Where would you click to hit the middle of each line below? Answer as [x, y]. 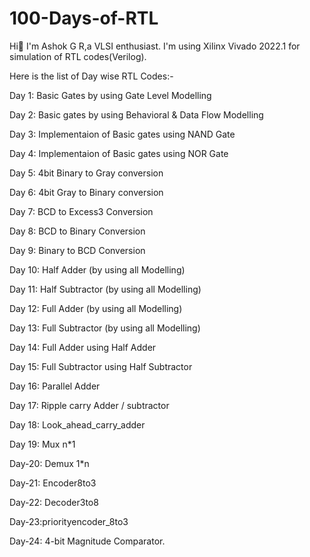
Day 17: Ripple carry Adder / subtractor [89, 405]
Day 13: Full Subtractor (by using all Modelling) [105, 328]
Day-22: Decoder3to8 [54, 502]
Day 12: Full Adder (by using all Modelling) [96, 308]
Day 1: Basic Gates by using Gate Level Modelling [110, 95]
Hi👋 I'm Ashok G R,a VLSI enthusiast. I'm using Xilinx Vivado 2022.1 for [155, 46]
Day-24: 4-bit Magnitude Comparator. [87, 541]
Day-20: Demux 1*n [49, 463]
